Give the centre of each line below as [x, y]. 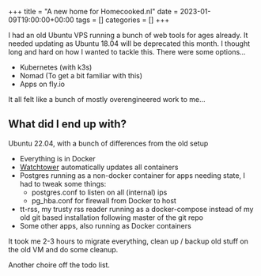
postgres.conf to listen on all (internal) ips [99, 192]
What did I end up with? [67, 125]
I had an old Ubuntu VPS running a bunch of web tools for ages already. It [128, 35]
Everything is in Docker [58, 158]
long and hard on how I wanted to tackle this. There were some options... [127, 52]
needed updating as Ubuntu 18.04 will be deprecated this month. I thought [129, 43]
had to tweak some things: [63, 183]
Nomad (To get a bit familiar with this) [81, 76]
